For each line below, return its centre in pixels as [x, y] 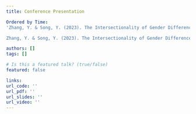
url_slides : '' [24, 97]
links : [14, 80]
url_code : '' [22, 86]
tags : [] [17, 54]
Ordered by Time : [27, 22]
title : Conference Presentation [45, 11]
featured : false [26, 70]
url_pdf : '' [20, 91]
